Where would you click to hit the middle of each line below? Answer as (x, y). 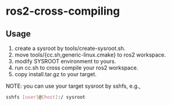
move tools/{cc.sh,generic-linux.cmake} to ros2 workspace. (90, 55)
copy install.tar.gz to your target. (56, 74)
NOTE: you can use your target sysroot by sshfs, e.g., (73, 86)
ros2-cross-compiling (63, 11)
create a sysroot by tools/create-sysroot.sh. (70, 48)
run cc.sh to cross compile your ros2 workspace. (76, 68)
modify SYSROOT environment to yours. (65, 61)
